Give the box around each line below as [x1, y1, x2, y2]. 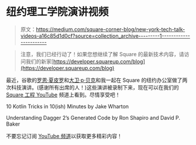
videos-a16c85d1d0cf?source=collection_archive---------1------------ [20, 32, 190, 39]
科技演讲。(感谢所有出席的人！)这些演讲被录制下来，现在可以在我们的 [11, 84, 180, 91]
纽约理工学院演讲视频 [6, 5, 109, 19]
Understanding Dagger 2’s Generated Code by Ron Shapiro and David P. [6, 114, 180, 121]
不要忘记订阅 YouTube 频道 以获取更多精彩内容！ [6, 132, 123, 139]
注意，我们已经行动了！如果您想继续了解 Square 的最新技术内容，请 [20, 50, 184, 57]
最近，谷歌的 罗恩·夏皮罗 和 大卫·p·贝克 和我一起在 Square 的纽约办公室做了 [6, 77, 183, 84]
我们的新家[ [25, 58, 54, 65]
